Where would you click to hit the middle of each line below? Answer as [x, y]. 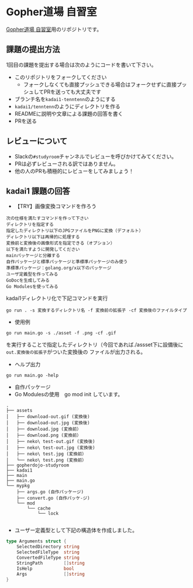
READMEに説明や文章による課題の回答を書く [69, 113]
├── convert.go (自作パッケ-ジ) [53, 498]
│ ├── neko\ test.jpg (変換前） [46, 454]
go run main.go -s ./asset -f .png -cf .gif [61, 333]
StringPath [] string [51, 563]
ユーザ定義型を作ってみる [32, 274]
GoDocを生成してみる [28, 281]
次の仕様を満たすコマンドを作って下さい [47, 219]
